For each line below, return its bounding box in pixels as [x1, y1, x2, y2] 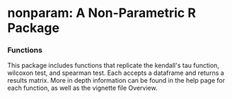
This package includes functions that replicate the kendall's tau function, [7, 62, 219, 70]
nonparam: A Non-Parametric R [7, 5, 197, 21]
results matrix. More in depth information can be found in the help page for [7, 76, 225, 85]
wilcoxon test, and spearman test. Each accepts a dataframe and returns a [7, 69, 224, 77]
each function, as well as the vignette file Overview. [7, 83, 158, 93]
